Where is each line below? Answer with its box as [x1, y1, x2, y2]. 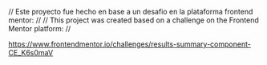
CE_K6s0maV [8, 48, 54, 57]
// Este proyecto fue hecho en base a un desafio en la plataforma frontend [8, 7, 253, 16]
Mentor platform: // [8, 24, 71, 33]
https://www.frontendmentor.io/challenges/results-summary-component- [8, 39, 251, 49]
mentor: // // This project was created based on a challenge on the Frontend [8, 15, 259, 25]
